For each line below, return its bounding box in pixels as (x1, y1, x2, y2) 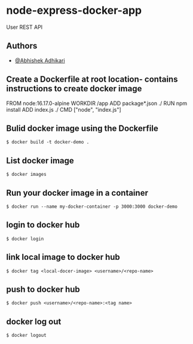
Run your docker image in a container (6, 187, 148, 198)
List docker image (6, 155, 75, 166)
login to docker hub (6, 220, 80, 230)
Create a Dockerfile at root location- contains (6, 74, 178, 85)
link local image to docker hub (6, 252, 121, 262)
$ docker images (6, 172, 47, 178)
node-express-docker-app (6, 4, 142, 17)
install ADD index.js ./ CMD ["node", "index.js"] (6, 106, 121, 113)
